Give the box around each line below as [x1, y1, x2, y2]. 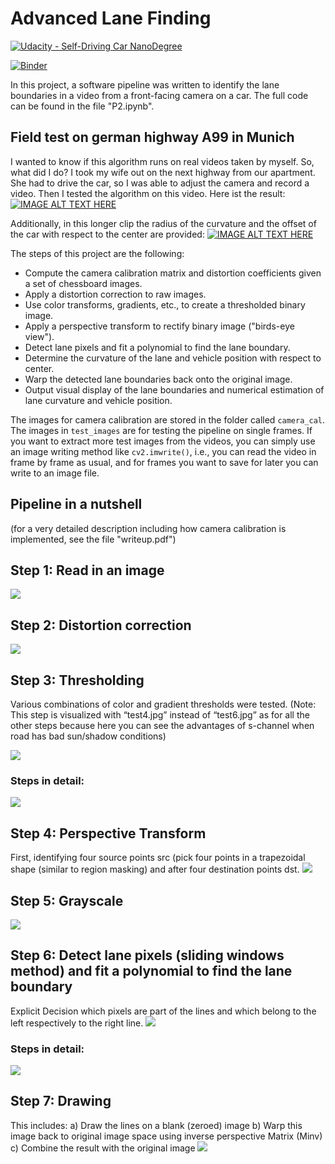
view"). [24, 330, 55, 342]
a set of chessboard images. [24, 277, 143, 289]
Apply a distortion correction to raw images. [24, 288, 207, 300]
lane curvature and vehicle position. [24, 394, 173, 406]
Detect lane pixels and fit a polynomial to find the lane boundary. [24, 341, 291, 353]
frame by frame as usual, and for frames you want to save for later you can [10, 456, 319, 468]
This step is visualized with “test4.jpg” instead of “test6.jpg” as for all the [10, 709, 310, 721]
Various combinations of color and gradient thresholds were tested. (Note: [10, 698, 317, 710]
